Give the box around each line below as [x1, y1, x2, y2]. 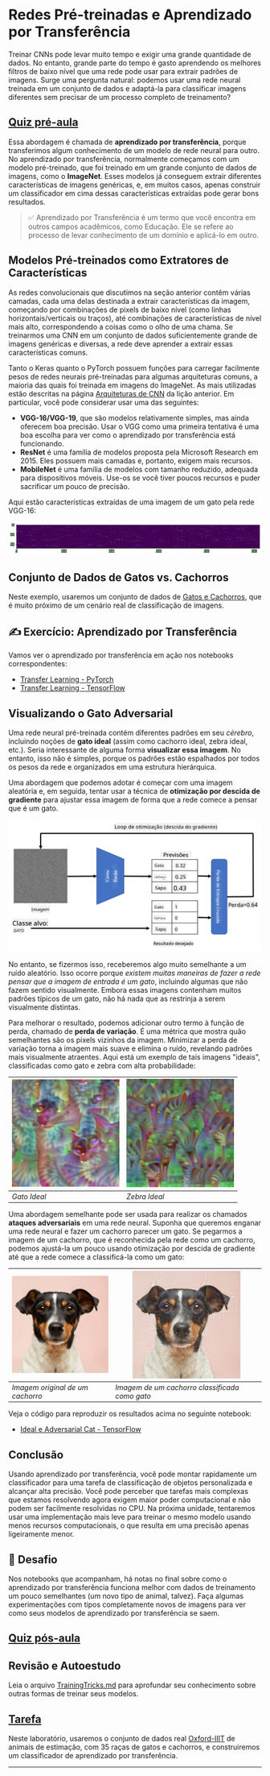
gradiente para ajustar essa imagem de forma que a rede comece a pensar [8, 795, 258, 804]
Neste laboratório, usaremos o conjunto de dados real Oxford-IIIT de [8, 1733, 235, 1743]
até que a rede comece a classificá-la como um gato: [8, 1252, 185, 1262]
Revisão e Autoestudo [8, 1658, 121, 1673]
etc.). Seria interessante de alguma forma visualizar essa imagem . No [8, 745, 241, 754]
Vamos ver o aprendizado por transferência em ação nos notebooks [8, 650, 234, 660]
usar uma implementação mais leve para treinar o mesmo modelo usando [8, 1513, 252, 1522]
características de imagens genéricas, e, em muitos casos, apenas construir [8, 180, 261, 189]
